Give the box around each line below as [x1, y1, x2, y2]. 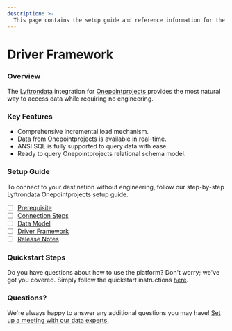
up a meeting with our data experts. [7, 316, 109, 325]
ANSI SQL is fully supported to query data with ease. [17, 142, 169, 151]
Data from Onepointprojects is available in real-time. [17, 135, 167, 143]
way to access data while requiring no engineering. [7, 94, 154, 103]
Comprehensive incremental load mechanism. [17, 128, 149, 136]
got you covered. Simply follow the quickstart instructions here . [7, 275, 189, 285]
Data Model [17, 219, 51, 228]
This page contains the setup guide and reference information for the [13, 17, 226, 24]
